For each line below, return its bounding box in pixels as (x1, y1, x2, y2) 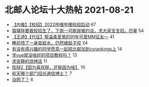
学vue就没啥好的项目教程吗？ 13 (11, 52, 77, 58)
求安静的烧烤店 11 (11, 58, 47, 64)
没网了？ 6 (11, 76, 34, 82)
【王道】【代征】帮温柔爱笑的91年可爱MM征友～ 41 (11, 34, 114, 40)
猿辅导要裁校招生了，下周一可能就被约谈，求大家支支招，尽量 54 (11, 27, 144, 33)
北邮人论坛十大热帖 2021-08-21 (4, 4, 134, 16)
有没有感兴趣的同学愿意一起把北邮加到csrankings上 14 (11, 46, 122, 52)
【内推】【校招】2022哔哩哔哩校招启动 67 (11, 22, 96, 27)
